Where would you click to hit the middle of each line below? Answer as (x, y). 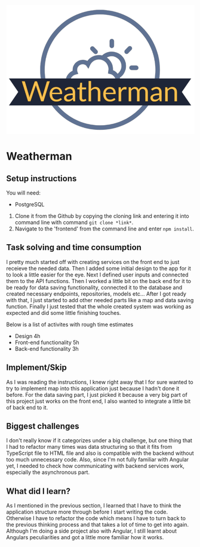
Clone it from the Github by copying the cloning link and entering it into (102, 216)
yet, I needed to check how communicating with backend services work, (96, 466)
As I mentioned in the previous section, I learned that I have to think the (94, 506)
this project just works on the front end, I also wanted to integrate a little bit (99, 401)
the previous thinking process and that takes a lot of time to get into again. (98, 525)
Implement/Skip (36, 368)
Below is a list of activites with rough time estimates (70, 324)
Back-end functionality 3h (47, 348)
